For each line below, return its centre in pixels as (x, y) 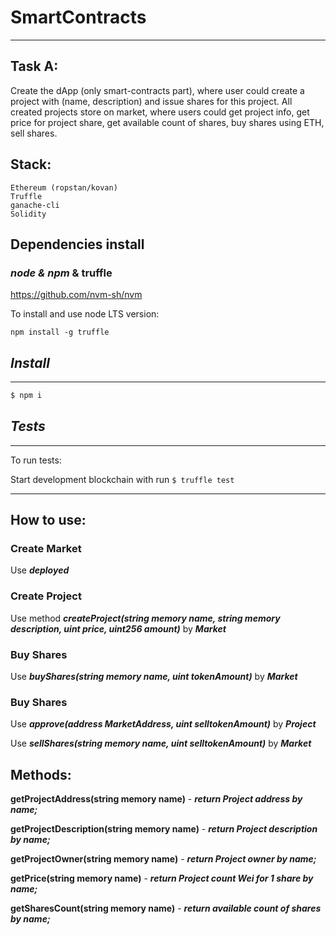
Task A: (34, 66)
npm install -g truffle (60, 332)
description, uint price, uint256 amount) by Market (118, 628)
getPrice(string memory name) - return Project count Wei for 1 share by (162, 878)
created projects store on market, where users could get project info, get (160, 112)
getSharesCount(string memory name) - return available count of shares (166, 908)
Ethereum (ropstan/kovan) (64, 187)
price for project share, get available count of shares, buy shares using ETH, (167, 122)
